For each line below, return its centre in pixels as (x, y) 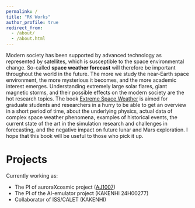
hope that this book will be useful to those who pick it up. (75, 136)
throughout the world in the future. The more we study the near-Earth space (98, 74)
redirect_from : (25, 28)
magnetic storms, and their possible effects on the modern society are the (95, 92)
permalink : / (22, 11)
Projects (27, 160)
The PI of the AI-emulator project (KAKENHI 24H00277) (81, 193)
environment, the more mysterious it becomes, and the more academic (91, 80)
